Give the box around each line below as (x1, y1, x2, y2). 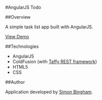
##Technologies (5, 43, 39, 49)
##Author (5, 79, 25, 85)
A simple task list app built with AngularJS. (5, 24, 93, 30)
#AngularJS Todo (5, 5, 41, 10)
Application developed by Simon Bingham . (5, 89, 93, 95)
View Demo (5, 34, 29, 39)
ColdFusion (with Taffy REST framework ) (12, 59, 97, 65)
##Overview (5, 14, 31, 20)
